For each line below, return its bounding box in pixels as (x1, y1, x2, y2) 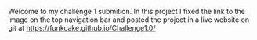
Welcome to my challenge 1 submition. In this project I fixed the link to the (8, 7, 245, 16)
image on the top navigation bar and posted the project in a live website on (8, 15, 250, 24)
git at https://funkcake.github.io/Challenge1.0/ (8, 24, 156, 32)
